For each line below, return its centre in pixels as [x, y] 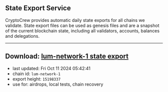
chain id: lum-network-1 [36, 74]
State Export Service [38, 8]
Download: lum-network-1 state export [67, 56]
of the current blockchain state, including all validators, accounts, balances [82, 31]
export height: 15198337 [36, 79]
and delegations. [22, 36]
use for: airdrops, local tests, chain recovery [58, 84]
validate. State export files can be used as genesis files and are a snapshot [82, 25]
